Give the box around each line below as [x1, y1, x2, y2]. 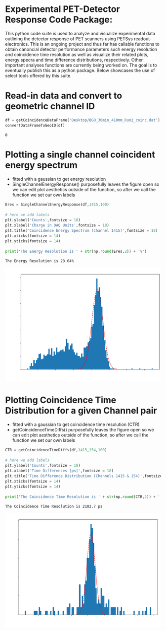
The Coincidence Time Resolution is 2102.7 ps [5, 504, 103, 509]
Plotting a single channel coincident [5, 149, 156, 160]
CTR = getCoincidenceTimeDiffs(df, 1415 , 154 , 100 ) [5, 447, 107, 452]
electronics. [5, 41, 29, 47]
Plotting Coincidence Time [5, 394, 117, 406]
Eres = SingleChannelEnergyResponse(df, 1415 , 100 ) [5, 202, 110, 207]
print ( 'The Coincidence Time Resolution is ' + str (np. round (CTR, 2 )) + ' [5, 494, 161, 499]
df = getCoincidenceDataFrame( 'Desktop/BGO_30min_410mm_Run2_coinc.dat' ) [5, 118, 161, 123]
